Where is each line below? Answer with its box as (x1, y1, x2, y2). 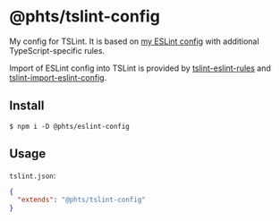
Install (9, 98, 45, 114)
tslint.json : (9, 170, 56, 181)
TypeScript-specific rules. (9, 45, 106, 55)
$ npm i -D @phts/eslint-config (9, 122, 130, 131)
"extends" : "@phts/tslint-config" (17, 195, 146, 205)
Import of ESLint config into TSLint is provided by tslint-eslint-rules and (9, 63, 271, 73)
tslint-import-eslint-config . (9, 72, 107, 82)
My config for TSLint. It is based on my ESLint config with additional (9, 36, 259, 47)
